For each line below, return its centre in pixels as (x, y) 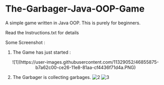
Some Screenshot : (25, 42)
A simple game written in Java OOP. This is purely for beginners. (73, 23)
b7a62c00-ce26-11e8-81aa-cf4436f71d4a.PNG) (86, 67)
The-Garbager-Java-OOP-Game (75, 9)
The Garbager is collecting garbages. (52, 77)
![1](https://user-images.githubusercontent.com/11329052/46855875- (86, 62)
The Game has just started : (42, 52)
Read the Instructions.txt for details (42, 32)
